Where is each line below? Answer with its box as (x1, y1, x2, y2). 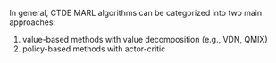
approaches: (9, 17, 56, 28)
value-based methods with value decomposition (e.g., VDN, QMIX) (21, 35, 268, 44)
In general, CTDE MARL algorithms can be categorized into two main (9, 8, 263, 18)
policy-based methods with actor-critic (21, 43, 166, 54)
